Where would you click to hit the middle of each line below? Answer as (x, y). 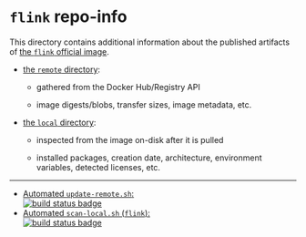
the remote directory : (61, 69)
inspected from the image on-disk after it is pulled (130, 139)
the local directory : (59, 122)
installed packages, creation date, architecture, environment (149, 158)
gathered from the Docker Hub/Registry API (118, 87)
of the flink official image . (59, 51)
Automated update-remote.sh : (78, 193)
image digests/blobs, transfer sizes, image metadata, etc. (144, 104)
